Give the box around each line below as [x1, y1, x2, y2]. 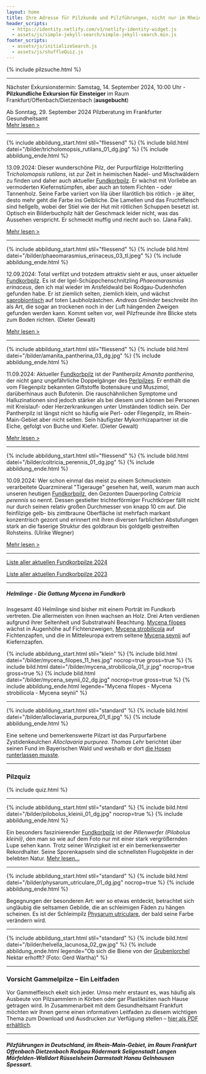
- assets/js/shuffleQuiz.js [12, 49, 84, 55]
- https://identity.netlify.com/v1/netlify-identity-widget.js [12, 26, 177, 32]
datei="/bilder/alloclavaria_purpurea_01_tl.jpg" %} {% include [6, 713, 161, 720]
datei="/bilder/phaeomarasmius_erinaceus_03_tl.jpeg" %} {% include [6, 252, 181, 259]
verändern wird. [6, 917, 47, 924]
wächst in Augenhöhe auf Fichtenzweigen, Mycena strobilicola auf [6, 625, 175, 632]
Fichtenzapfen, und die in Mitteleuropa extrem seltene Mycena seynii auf [6, 631, 191, 639]
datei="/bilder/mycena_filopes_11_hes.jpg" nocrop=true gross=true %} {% [6, 657, 193, 664]
